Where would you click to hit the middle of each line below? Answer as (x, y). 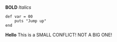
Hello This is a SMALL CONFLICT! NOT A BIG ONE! (59, 35)
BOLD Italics (18, 7)
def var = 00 (19, 17)
